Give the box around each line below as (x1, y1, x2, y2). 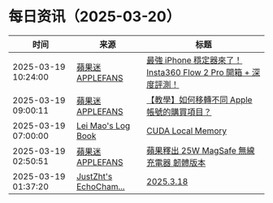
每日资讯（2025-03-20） (8, 7, 181, 26)
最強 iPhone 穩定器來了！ (145, 54, 243, 66)
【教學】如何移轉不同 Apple (145, 94, 253, 106)
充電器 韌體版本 (145, 157, 206, 168)
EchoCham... (76, 180, 125, 192)
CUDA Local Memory (145, 125, 227, 136)
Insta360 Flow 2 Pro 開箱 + (145, 67, 250, 78)
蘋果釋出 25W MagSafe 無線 (145, 145, 255, 156)
